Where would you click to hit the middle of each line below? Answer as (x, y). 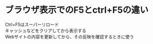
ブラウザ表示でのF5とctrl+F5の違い (77, 10)
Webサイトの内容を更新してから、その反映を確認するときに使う (70, 37)
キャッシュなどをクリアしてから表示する (46, 30)
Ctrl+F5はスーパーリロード (32, 24)
